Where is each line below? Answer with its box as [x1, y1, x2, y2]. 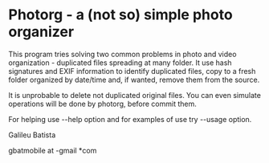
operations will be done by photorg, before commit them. [8, 99, 197, 108]
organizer [8, 22, 75, 41]
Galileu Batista [8, 130, 56, 140]
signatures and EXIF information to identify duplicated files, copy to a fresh [8, 66, 256, 75]
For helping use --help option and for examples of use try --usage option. [8, 114, 252, 124]
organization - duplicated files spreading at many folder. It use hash [8, 58, 232, 67]
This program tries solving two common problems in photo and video [8, 49, 237, 59]
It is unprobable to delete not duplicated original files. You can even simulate [8, 90, 261, 100]
